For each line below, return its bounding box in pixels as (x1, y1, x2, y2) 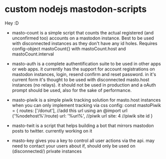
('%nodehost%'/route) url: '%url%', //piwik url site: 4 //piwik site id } (12, 112, 153, 118)
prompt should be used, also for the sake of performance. (12, 87, 132, 93)
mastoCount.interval (12, 51, 54, 57)
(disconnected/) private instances (12, 148, 82, 154)
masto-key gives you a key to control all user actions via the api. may (12, 137, 155, 143)
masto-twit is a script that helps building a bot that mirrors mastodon (12, 122, 154, 128)
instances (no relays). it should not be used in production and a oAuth (12, 81, 156, 88)
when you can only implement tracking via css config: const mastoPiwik (12, 102, 161, 108)
